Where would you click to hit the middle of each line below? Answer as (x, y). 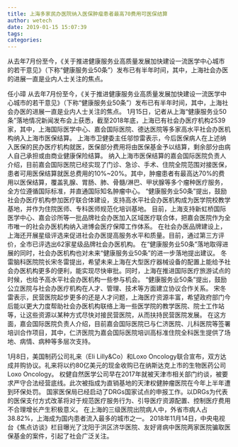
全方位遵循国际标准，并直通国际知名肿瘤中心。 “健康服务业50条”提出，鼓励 (117, 191)
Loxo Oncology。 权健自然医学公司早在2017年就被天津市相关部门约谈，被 (115, 374)
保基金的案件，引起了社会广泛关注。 (60, 436)
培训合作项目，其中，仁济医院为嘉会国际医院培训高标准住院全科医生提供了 (116, 332)
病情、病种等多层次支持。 (57, 342)
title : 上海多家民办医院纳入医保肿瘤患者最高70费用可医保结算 (87, 14)
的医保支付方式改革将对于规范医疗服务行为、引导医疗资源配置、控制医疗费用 (119, 401)
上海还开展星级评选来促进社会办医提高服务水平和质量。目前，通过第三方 (113, 236)
